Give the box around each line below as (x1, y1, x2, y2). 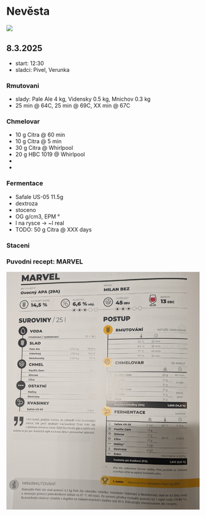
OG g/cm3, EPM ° (15, 213, 60, 220)
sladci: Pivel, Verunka (15, 66, 70, 73)
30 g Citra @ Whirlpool (15, 144, 74, 152)
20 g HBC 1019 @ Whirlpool (15, 150, 85, 158)
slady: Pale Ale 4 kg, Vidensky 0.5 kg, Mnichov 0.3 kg (15, 95, 151, 103)
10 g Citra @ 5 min (15, 138, 62, 145)
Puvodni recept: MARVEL (6, 257, 83, 266)
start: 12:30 (15, 60, 44, 67)
